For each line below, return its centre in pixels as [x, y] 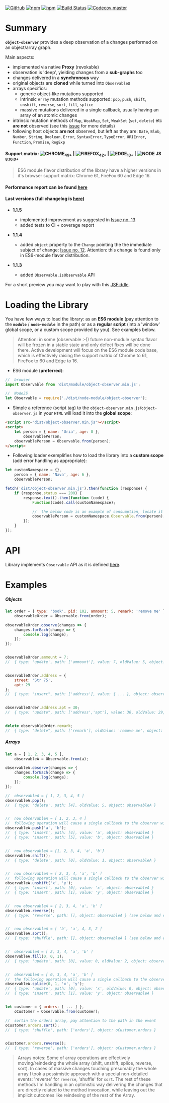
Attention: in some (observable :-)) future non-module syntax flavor [87, 339]
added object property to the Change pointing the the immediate [86, 244]
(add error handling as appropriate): [50, 461]
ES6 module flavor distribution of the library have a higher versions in [89, 170]
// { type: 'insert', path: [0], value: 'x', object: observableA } [80, 888]
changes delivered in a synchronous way [56, 78]
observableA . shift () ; [28, 856]
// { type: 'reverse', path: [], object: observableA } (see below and [83, 915]
